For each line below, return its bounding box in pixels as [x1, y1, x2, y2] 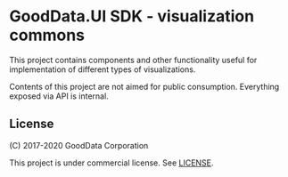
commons [9, 25, 86, 45]
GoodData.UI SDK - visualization [9, 6, 255, 27]
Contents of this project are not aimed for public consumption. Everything [9, 81, 280, 92]
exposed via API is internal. [9, 91, 109, 101]
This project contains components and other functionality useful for [9, 54, 258, 65]
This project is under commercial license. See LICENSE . [9, 157, 214, 168]
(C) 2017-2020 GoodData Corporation [9, 140, 149, 150]
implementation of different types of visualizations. [9, 64, 196, 75]
